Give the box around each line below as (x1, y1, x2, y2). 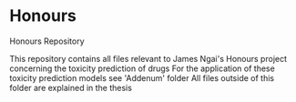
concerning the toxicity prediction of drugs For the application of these (9, 63, 275, 74)
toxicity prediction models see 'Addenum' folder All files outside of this (9, 72, 275, 83)
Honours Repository (9, 36, 85, 46)
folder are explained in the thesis (9, 82, 132, 93)
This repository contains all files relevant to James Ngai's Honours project (9, 53, 288, 64)
